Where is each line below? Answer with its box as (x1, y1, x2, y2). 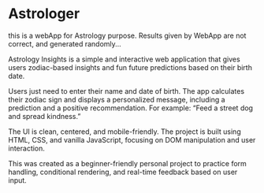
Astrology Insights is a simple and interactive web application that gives (8, 54, 240, 64)
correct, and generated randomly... (8, 39, 122, 48)
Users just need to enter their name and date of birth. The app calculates (8, 86, 245, 95)
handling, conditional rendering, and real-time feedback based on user (8, 167, 238, 176)
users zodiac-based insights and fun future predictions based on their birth (8, 62, 252, 72)
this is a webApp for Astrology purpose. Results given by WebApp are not (8, 31, 247, 40)
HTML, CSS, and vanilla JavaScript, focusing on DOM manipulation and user (8, 135, 256, 144)
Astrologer (8, 5, 80, 23)
